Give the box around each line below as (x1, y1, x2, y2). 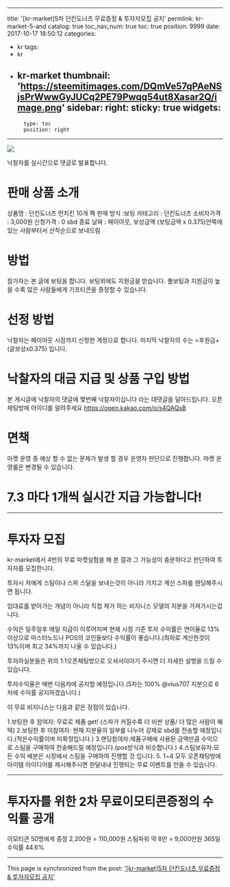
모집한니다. (25, 564, 55, 573)
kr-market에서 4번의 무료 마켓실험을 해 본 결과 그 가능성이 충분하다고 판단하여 (7, 556, 216, 564)
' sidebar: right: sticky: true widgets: (61, 102, 221, 114)
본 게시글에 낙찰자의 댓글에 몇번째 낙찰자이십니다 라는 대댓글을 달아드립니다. (7, 395, 210, 403)
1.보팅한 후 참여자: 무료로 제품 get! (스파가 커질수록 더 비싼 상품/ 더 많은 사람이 (7, 718, 216, 726)
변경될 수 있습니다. (25, 462, 75, 471)
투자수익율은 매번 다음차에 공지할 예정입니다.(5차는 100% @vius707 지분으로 (7, 680, 214, 688)
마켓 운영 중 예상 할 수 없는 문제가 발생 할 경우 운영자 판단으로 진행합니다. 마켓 (7, 454, 215, 462)
